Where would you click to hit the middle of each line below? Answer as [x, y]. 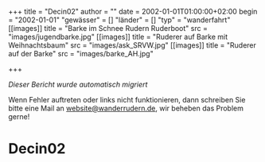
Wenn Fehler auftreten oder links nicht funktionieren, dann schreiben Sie [127, 100]
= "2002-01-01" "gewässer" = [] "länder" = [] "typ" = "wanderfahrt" [119, 20]
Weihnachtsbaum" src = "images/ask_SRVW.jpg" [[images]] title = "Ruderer [132, 45]
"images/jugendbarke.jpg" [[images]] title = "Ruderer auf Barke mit [118, 37]
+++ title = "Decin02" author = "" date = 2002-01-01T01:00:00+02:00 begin [133, 12]
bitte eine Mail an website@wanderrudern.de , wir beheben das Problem [126, 108]
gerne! [19, 117]
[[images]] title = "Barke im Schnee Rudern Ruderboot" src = [108, 28]
